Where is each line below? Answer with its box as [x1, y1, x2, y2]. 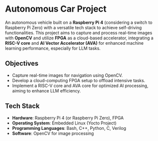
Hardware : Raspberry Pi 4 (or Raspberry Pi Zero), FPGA [12, 115, 124, 121]
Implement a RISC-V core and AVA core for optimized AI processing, [12, 83, 149, 88]
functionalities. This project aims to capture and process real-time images [5, 30, 153, 35]
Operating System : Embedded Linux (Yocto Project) [12, 120, 117, 126]
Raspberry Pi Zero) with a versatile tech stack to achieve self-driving [5, 24, 142, 30]
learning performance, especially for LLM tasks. [5, 45, 101, 51]
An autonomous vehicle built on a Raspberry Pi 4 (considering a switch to [5, 19, 153, 25]
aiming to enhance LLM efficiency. [12, 88, 81, 93]
